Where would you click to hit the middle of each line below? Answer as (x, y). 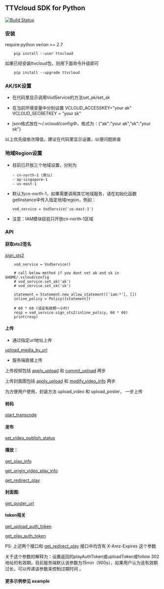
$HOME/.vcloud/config (27, 277)
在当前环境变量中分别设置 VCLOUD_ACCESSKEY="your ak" (72, 108)
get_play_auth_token (25, 536)
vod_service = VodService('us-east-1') (53, 209)
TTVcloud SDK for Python (45, 8)
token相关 (15, 515)
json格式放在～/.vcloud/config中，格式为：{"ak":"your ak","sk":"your (81, 124)
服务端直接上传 (27, 360)
